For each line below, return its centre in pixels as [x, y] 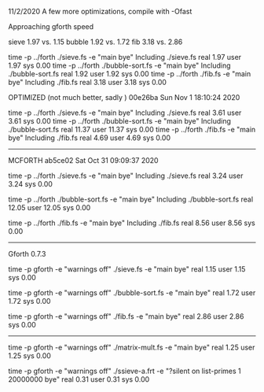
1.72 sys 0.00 [29, 301]
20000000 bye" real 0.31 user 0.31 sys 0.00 [79, 379]
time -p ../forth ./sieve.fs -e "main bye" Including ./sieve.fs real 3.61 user [125, 113]
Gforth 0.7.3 [27, 254]
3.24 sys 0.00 [31, 184]
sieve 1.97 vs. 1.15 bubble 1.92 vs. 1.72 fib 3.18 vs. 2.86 [95, 42]
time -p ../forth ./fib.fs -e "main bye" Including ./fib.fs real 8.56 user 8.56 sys [132, 223]
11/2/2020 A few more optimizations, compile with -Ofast [100, 11]
